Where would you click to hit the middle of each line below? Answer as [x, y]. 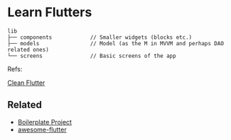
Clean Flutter [26, 83]
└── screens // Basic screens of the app [92, 56]
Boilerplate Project [45, 122]
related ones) [28, 49]
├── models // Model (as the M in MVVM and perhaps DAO [116, 43]
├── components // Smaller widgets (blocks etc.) [100, 37]
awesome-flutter [42, 129]
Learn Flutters [50, 12]
